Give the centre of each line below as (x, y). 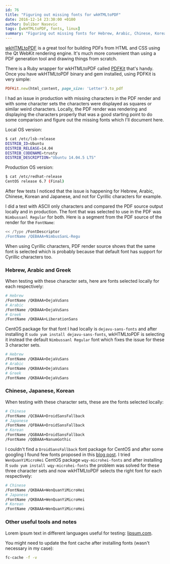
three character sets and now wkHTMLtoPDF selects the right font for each (83, 471)
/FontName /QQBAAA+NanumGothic (38, 440)
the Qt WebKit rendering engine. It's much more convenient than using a (81, 53)
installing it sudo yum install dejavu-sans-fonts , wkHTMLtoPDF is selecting (85, 334)
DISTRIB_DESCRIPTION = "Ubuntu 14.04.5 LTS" (51, 158)
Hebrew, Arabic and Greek (38, 270)
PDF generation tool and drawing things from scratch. (61, 59)
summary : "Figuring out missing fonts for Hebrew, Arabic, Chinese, (79, 33)
